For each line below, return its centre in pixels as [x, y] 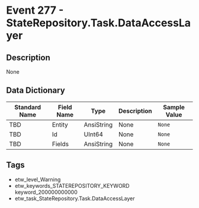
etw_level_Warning [38, 179]
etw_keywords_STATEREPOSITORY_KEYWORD [72, 185]
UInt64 [94, 134]
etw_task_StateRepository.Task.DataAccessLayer [75, 198]
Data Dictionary [36, 91]
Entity [60, 124]
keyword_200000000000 [46, 192]
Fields [60, 144]
